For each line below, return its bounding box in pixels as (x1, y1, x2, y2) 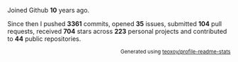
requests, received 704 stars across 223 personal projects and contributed (7, 27, 227, 35)
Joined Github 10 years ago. (7, 6, 90, 14)
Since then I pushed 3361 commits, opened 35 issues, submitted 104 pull (7, 20, 222, 27)
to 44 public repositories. (7, 35, 81, 43)
